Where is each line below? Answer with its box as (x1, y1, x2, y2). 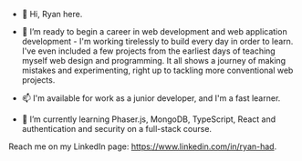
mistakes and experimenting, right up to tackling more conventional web (21, 65, 294, 75)
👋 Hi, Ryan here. (21, 9, 83, 19)
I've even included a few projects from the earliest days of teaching (21, 45, 276, 56)
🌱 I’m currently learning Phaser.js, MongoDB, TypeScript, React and (21, 114, 276, 125)
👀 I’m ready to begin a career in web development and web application (21, 26, 288, 36)
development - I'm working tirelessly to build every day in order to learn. (21, 36, 294, 46)
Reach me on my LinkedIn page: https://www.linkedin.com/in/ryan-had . (8, 141, 277, 152)
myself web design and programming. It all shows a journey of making (21, 55, 286, 65)
